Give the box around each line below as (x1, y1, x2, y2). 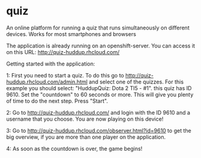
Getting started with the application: (6, 60, 95, 67)
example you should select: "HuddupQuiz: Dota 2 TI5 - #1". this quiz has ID (6, 84, 192, 91)
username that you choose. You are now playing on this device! (6, 115, 164, 123)
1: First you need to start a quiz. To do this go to (6, 71, 125, 79)
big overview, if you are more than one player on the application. (6, 133, 166, 141)
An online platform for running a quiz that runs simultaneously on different (6, 24, 190, 31)
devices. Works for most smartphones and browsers (6, 30, 137, 37)
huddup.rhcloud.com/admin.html (6, 78, 88, 85)
